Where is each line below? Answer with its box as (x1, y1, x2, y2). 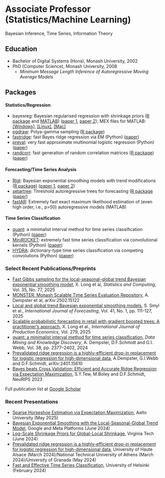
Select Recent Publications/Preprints (5, 265, 96, 272)
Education (5, 45, 38, 53)
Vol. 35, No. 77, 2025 (12, 287, 55, 293)
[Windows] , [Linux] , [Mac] (12, 123, 66, 129)
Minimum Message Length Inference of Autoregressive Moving (19, 68, 149, 74)
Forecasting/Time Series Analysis (5, 166, 77, 172)
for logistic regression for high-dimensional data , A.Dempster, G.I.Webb (12, 356, 159, 361)
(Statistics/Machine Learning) (5, 14, 131, 25)
